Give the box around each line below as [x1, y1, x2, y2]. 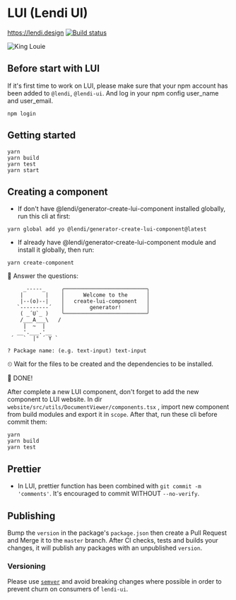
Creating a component [7, 185, 108, 197]
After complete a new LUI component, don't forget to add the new [7, 388, 199, 396]
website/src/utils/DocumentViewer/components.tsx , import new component [7, 403, 230, 411]
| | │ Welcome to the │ [20, 292, 151, 299]
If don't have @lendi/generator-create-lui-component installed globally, [17, 204, 226, 213]
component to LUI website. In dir [7, 395, 102, 404]
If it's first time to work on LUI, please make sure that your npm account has [7, 81, 228, 90]
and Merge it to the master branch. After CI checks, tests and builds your [7, 536, 218, 544]
